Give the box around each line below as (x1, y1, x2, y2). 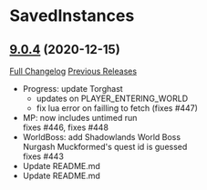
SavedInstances (9, 5, 135, 26)
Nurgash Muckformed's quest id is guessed (22, 142, 188, 152)
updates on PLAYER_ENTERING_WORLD (36, 93, 189, 104)
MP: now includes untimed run (22, 113, 138, 123)
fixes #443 (22, 151, 64, 162)
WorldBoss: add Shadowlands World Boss (22, 132, 181, 142)
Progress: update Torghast (22, 84, 123, 94)
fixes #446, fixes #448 (22, 122, 109, 133)
